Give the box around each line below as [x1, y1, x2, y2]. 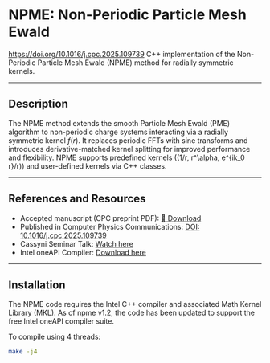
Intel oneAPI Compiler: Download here [19, 247, 146, 257]
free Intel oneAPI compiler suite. [8, 316, 115, 326]
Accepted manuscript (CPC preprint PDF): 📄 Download [19, 213, 202, 222]
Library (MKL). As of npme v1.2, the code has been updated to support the [8, 308, 256, 318]
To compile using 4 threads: [8, 332, 101, 342]
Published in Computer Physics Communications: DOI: [19, 222, 200, 231]
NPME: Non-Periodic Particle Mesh [8, 6, 247, 24]
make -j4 [8, 348, 38, 356]
